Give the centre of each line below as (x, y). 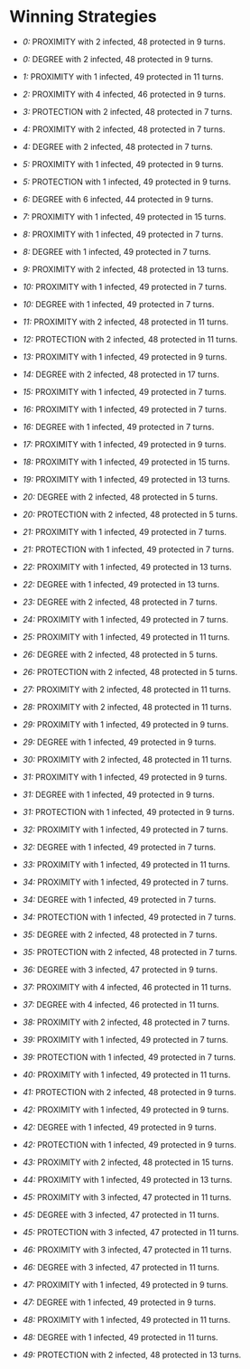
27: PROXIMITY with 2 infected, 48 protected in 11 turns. (127, 689)
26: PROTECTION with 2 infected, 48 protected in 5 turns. (130, 671)
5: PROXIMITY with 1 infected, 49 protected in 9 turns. (123, 164)
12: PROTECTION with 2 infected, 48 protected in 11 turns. (130, 339)
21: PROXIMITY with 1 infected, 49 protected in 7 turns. (125, 531)
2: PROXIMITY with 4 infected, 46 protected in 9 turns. (124, 94)
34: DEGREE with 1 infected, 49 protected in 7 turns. (119, 899)
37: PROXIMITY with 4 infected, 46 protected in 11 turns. (127, 987)
